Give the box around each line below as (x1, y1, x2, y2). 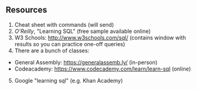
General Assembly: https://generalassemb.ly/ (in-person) (14, 58, 157, 66)
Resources (5, 5, 47, 15)
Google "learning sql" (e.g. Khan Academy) (14, 77, 123, 84)
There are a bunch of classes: (14, 47, 89, 54)
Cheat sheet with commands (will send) (14, 21, 114, 28)
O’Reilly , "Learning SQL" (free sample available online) (14, 27, 151, 35)
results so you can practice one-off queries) (14, 40, 125, 47)
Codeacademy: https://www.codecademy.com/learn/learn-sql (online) (14, 65, 191, 72)
